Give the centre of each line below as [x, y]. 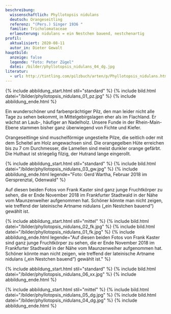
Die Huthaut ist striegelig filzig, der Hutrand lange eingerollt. [68, 154]
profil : [13, 39]
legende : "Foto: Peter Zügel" [42, 62]
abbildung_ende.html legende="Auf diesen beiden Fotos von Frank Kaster [83, 237]
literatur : [17, 72]
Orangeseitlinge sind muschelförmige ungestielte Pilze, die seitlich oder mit [84, 137]
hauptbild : [17, 52]
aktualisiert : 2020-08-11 [37, 43]
